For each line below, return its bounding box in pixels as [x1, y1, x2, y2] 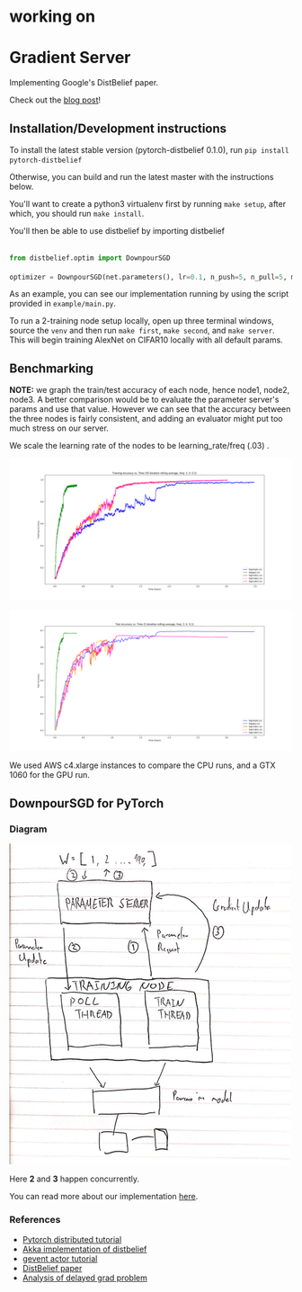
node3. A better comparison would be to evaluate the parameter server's [9, 394, 280, 405]
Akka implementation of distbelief [22, 1243, 147, 1254]
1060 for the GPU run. [9, 770, 90, 780]
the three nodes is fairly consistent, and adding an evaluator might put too [9, 414, 283, 424]
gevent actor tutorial [22, 1252, 98, 1264]
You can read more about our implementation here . [9, 1191, 199, 1202]
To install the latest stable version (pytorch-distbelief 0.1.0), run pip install [9, 144, 289, 155]
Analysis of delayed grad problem [22, 1272, 148, 1283]
